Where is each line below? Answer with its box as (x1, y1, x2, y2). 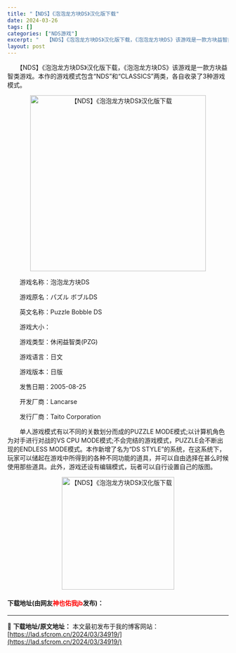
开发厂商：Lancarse (19, 398, 77, 405)
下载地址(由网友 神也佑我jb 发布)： (7, 599, 104, 607)
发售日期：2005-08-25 (19, 383, 86, 391)
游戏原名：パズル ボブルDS (19, 293, 98, 301)
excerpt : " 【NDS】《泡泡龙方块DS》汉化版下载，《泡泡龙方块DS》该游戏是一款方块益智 (7, 37, 228, 44)
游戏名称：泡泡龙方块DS (19, 278, 90, 286)
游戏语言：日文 (19, 353, 63, 361)
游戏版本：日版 (19, 367, 63, 376)
